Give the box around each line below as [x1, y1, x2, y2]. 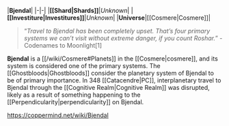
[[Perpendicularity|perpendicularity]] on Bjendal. [7, 98, 144, 106]
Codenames [23, 42, 59, 49]
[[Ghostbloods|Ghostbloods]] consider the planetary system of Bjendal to [7, 69, 214, 77]
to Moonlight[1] [59, 42, 103, 49]
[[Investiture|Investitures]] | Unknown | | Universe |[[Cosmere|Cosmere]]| [7, 14, 211, 22]
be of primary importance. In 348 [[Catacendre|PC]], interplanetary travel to [7, 76, 221, 84]
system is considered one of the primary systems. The [7, 62, 161, 69]
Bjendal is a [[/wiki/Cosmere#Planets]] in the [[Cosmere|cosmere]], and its [7, 54, 219, 63]
